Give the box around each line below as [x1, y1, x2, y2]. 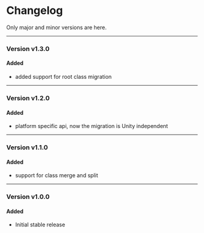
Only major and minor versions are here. [6, 24, 107, 31]
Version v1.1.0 [6, 143, 49, 152]
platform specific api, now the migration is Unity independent [15, 123, 168, 130]
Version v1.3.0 [6, 44, 50, 53]
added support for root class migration [15, 73, 112, 81]
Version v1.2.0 [6, 93, 50, 102]
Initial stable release [15, 221, 66, 228]
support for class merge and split [15, 172, 98, 179]
